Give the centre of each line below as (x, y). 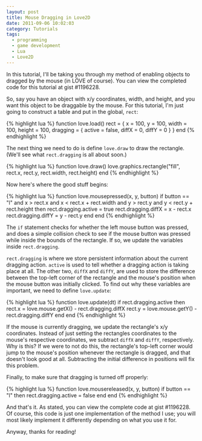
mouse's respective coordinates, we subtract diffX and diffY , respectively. (100, 339)
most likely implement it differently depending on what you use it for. (92, 420)
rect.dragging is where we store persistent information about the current (97, 258)
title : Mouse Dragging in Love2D (48, 18)
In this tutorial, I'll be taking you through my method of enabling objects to (98, 74)
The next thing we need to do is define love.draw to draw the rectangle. (95, 148)
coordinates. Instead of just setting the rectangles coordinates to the (92, 333)
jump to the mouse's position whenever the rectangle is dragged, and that (98, 353)
